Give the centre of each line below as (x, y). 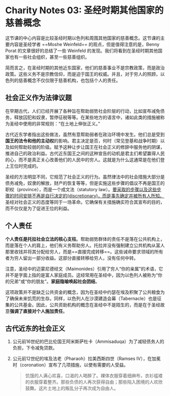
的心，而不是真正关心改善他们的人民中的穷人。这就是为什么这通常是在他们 (83, 159)
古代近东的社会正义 (35, 328)
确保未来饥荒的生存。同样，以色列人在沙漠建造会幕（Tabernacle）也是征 (86, 298)
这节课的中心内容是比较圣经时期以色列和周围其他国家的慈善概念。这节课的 (83, 38)
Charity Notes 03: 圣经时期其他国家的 (84, 10)
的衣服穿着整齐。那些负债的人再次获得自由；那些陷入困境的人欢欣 (94, 382)
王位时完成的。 (25, 166)
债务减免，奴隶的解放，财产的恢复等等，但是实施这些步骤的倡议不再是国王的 (85, 183)
